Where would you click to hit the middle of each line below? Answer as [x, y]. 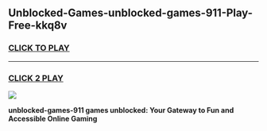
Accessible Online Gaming [53, 118]
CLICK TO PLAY [39, 48]
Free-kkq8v [38, 26]
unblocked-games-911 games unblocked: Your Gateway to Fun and [121, 110]
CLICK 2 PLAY [36, 78]
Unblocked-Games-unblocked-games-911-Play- [130, 13]
